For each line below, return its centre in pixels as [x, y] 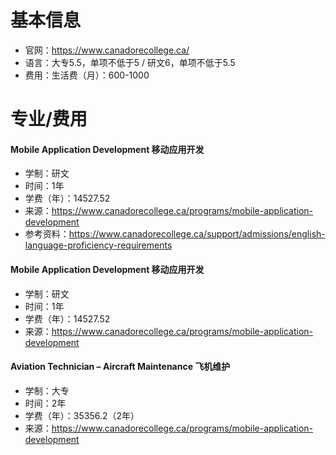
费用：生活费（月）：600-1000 [87, 75]
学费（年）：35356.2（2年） [82, 415]
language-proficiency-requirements [98, 245]
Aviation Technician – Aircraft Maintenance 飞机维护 [120, 367]
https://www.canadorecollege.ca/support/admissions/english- [197, 234]
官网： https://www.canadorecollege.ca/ [107, 50]
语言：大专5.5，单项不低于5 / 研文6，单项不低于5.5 [130, 62]
